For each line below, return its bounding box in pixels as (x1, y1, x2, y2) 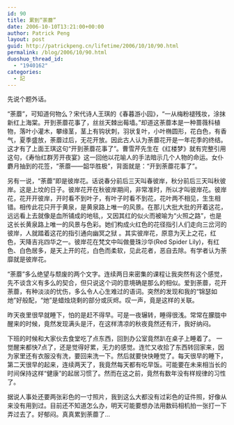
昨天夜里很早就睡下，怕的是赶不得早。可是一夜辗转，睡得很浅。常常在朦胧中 (7, 311, 227, 319)
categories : (7, 68, 42, 75)
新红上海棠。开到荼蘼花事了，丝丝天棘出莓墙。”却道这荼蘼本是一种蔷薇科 (7, 118, 214, 127)
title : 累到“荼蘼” (7, 17, 57, 24)
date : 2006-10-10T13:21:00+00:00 (7, 23, 104, 30)
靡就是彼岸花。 (7, 255, 50, 263)
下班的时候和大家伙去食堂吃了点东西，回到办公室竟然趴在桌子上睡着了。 (7, 334, 214, 343)
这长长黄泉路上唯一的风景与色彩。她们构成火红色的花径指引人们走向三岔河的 (7, 220, 227, 229)
